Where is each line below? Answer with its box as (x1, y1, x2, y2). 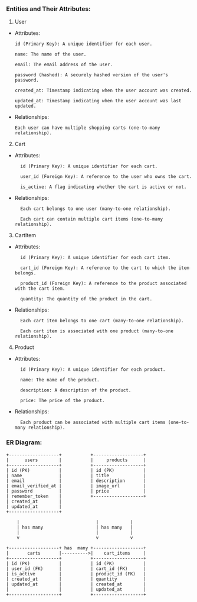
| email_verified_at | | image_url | (6, 483, 146, 489)
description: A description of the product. (20, 387, 132, 393)
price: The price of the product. (20, 398, 105, 404)
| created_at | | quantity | (6, 576, 146, 582)
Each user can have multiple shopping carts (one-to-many (14, 125, 160, 131)
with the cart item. (14, 286, 65, 292)
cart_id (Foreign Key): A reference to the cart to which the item (20, 265, 190, 271)
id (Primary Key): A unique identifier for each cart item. (20, 255, 171, 261)
